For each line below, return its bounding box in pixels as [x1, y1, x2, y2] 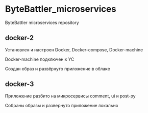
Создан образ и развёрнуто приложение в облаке [5, 66, 110, 71]
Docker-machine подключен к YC [5, 56, 74, 62]
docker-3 [5, 80, 34, 89]
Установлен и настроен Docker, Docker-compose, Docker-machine [5, 46, 143, 52]
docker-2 [5, 34, 34, 42]
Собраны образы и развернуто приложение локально [5, 102, 119, 108]
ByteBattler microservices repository [5, 20, 79, 25]
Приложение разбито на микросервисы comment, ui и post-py [5, 93, 136, 99]
